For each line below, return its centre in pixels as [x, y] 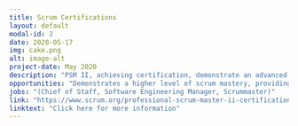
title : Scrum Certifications [63, 17]
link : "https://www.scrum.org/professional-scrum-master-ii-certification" [152, 100]
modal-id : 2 [31, 34]
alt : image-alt [37, 59]
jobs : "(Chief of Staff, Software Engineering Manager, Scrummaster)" [142, 91]
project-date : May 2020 [53, 67]
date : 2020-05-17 [41, 42]
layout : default [39, 26]
